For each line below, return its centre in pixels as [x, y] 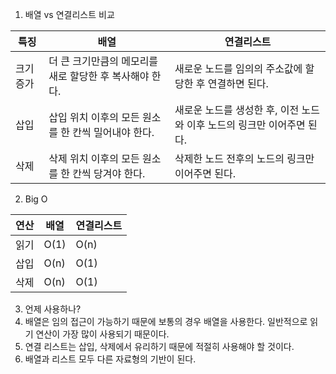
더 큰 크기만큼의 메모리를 [103, 61]
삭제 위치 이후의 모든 [94, 158]
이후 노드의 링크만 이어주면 [246, 125]
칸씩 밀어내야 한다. [113, 132]
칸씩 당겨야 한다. [109, 173]
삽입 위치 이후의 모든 [94, 117]
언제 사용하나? [53, 309]
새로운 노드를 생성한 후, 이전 [237, 110]
